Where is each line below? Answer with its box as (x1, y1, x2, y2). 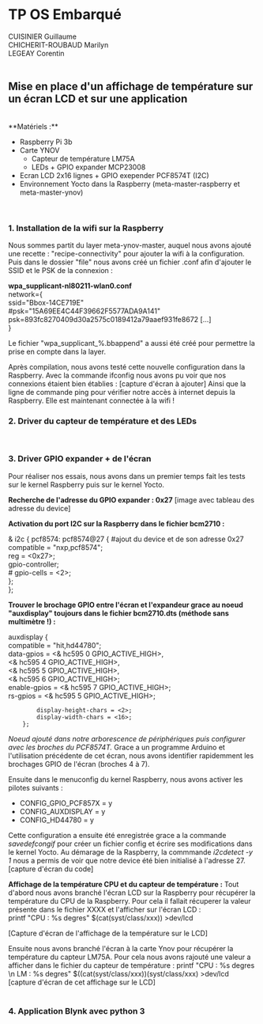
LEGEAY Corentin (8, 48, 65, 58)
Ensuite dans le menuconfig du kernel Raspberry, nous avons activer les (8, 774, 243, 784)
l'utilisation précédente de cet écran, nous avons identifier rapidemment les (8, 750, 254, 760)
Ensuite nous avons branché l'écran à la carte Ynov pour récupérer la (8, 943, 234, 953)
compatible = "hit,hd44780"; (8, 640, 102, 650)
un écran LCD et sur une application (8, 93, 188, 106)
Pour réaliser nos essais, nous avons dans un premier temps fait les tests (8, 471, 246, 480)
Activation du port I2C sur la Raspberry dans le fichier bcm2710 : (8, 518, 225, 528)
